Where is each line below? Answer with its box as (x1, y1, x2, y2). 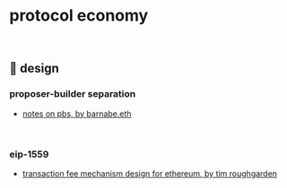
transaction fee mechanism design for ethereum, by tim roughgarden (22, 167, 278, 179)
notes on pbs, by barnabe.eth (22, 108, 132, 119)
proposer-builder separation (9, 88, 136, 100)
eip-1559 (9, 148, 49, 160)
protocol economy (9, 5, 149, 26)
